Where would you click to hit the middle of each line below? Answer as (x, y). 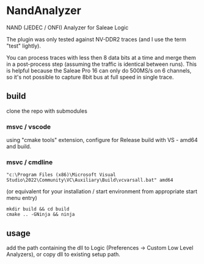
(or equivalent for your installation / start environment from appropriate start (102, 191)
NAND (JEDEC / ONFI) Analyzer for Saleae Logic (67, 27)
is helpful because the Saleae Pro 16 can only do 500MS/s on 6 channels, (99, 70)
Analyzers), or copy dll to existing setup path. (64, 254)
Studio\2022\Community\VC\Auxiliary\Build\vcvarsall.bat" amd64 (90, 180)
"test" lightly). (24, 46)
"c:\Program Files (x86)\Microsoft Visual (61, 175)
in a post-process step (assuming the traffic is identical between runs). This (102, 64)
